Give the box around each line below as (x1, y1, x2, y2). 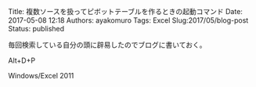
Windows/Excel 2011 (8, 71, 74, 80)
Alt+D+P (8, 56, 36, 65)
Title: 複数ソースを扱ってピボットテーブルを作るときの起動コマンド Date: (8, 7, 243, 16)
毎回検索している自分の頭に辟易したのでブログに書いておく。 (8, 40, 207, 49)
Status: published (8, 24, 65, 33)
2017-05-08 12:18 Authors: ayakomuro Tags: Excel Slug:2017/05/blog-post (8, 16, 249, 25)
